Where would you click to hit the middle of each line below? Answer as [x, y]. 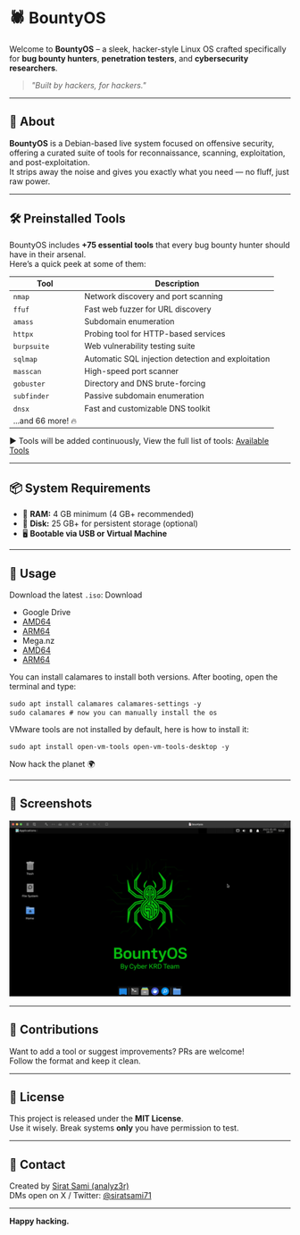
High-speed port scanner [132, 371]
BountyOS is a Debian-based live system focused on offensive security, [142, 143]
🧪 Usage [33, 573]
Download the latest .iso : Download [76, 595]
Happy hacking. [39, 1222]
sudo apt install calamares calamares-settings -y [105, 704]
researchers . [33, 68]
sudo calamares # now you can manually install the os [113, 713]
